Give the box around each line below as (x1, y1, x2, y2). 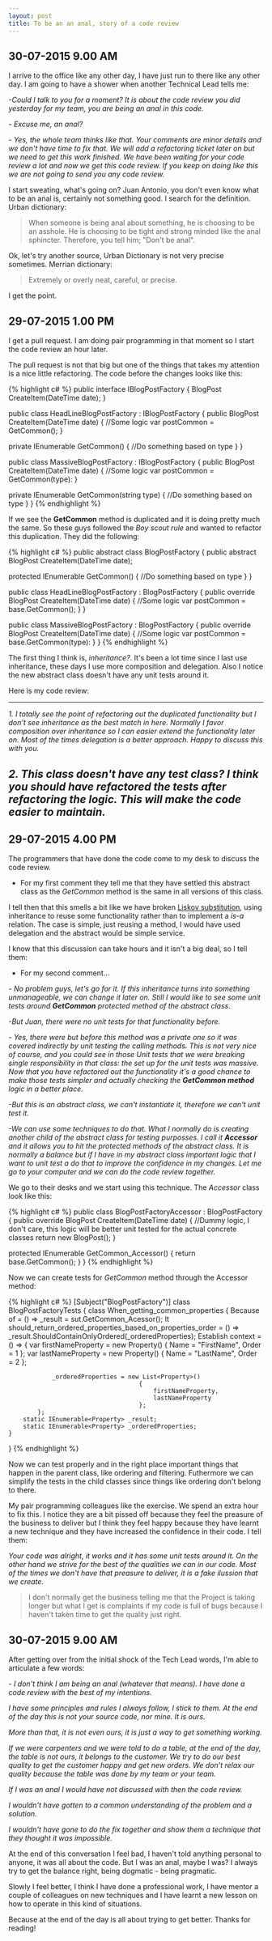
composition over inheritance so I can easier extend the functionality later (8, 726, 256, 737)
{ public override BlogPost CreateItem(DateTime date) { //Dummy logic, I (8, 1216, 249, 1225)
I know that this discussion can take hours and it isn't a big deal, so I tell (8, 944, 248, 954)
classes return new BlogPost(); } (8, 1233, 116, 1242)
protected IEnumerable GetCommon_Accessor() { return (8, 1248, 196, 1259)
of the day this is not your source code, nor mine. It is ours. (8, 1712, 206, 1722)
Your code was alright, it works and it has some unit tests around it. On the (8, 1551, 259, 1561)
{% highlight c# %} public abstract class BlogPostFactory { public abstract (8, 547, 257, 557)
